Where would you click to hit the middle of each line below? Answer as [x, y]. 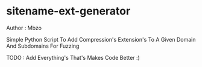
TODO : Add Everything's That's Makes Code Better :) [73, 57]
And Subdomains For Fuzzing [43, 46]
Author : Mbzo [24, 28]
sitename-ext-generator [68, 11]
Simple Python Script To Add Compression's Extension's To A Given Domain [101, 39]
